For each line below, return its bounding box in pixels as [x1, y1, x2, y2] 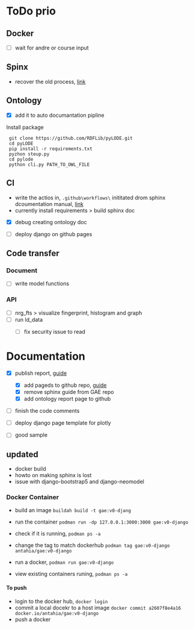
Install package [6, 124, 44, 131]
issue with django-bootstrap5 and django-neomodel [14, 478, 144, 486]
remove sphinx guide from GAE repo [23, 388, 114, 395]
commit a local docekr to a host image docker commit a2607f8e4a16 [14, 604, 181, 611]
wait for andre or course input [14, 44, 89, 51]
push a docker [14, 616, 51, 623]
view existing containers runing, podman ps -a [14, 571, 128, 578]
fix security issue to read [23, 328, 86, 335]
